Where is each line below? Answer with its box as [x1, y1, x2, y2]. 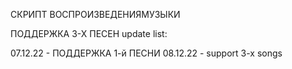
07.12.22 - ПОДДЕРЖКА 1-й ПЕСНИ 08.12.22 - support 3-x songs [10, 47, 283, 59]
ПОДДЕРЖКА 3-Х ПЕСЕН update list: [10, 28, 168, 39]
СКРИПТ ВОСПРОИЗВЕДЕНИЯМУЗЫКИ [10, 9, 181, 20]
